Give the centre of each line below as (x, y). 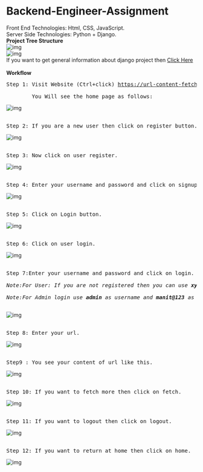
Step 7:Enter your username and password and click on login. (100, 273)
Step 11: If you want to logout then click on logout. (89, 421)
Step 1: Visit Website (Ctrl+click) (60, 84)
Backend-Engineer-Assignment (88, 11)
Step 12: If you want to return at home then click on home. (99, 451)
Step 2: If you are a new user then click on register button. (102, 126)
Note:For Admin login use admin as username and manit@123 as (100, 297)
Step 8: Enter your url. (43, 333)
